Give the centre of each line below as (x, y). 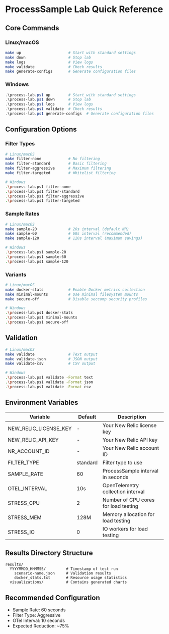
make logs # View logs (49, 62)
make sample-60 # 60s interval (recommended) (68, 234)
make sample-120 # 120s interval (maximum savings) (74, 238)
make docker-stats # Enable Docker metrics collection (75, 289)
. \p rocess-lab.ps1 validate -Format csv (48, 387)
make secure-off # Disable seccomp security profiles (76, 299)
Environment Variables (42, 403)
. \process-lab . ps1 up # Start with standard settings (71, 95)
